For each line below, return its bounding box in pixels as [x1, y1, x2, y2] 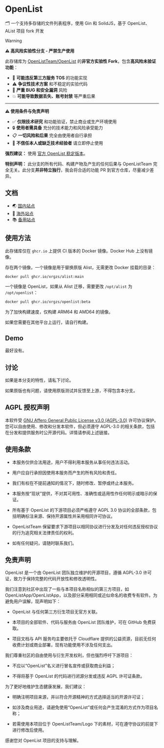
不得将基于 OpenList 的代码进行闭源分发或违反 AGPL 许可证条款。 [12, 673, 145, 679]
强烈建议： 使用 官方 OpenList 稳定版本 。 [5, 150, 88, 156]
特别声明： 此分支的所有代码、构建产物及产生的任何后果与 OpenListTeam [5, 161, 152, 167]
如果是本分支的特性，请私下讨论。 [5, 377, 74, 383]
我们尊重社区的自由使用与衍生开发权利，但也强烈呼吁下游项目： [5, 652, 133, 658]
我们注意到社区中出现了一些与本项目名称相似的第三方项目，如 [5, 586, 129, 592]
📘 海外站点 [12, 210, 34, 216]
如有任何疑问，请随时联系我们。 [12, 540, 77, 546]
